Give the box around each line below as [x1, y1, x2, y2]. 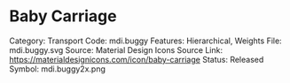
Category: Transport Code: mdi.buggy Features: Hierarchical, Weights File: [9, 35, 282, 46]
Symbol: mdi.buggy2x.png [9, 64, 106, 74]
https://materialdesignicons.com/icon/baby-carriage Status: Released [9, 54, 264, 64]
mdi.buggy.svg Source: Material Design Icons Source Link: [9, 44, 223, 55]
